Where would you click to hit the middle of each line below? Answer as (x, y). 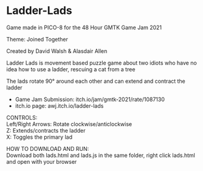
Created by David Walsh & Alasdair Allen (57, 51)
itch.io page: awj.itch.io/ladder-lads (59, 106)
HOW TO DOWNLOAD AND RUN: (48, 148)
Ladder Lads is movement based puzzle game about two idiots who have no (102, 63)
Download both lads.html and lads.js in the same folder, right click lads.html (101, 155)
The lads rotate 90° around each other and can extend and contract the (96, 81)
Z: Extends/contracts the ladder (46, 130)
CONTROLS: (22, 117)
